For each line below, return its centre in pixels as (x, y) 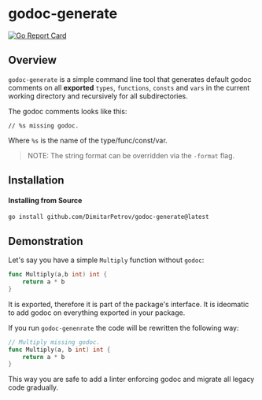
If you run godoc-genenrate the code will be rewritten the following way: (124, 328)
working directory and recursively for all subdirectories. (98, 96)
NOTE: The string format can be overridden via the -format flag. (131, 155)
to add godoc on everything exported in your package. (97, 313)
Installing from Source (45, 200)
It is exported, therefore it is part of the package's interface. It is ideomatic (129, 304)
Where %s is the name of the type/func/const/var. (88, 140)
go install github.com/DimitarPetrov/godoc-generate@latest (109, 217)
